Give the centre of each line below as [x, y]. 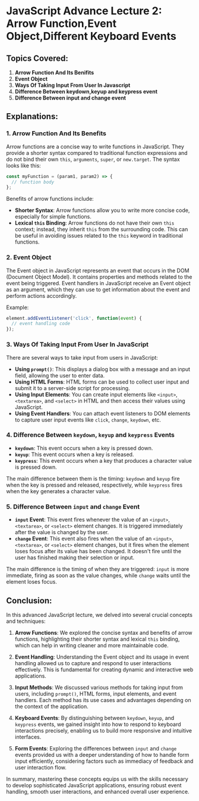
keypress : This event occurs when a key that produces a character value [103, 460]
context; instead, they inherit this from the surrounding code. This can [101, 229]
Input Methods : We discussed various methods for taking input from [99, 687]
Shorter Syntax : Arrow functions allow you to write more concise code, [102, 210]
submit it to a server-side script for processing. [72, 388]
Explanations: [32, 116]
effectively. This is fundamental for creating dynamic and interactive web [104, 669]
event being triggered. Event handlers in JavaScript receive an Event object [99, 283]
